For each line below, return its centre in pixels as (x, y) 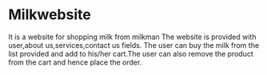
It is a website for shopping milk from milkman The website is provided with (132, 37)
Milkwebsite (50, 15)
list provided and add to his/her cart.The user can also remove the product (131, 53)
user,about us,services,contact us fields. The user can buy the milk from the (134, 45)
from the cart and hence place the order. (75, 62)
